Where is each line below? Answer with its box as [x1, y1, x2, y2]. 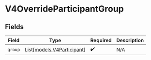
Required [90, 37, 112, 44]
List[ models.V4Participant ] [24, 46, 86, 53]
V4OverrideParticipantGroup [5, 3, 124, 15]
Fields [5, 23, 24, 31]
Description [116, 37, 144, 44]
